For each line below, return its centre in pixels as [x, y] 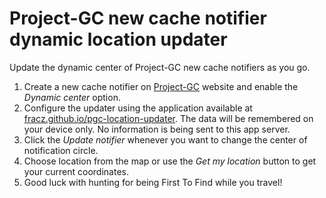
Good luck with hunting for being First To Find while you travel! [153, 182]
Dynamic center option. [72, 97]
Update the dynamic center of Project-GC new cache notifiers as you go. [160, 67]
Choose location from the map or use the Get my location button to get [170, 161]
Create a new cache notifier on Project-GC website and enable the [161, 86]
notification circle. [61, 150]
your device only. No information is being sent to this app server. [157, 129]
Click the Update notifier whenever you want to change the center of [165, 139]
